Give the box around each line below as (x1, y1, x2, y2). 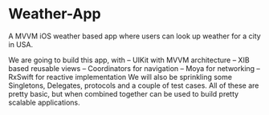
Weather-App (8, 5, 102, 23)
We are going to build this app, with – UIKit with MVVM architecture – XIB (8, 55, 251, 65)
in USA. (8, 39, 34, 49)
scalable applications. (8, 97, 80, 107)
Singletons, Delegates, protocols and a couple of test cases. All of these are (8, 81, 259, 90)
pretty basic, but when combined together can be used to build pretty (8, 89, 239, 98)
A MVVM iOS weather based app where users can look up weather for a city (8, 31, 261, 41)
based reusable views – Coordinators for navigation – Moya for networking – (8, 63, 261, 73)
